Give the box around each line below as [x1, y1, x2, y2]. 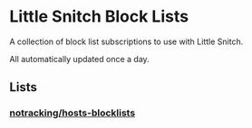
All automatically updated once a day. [9, 53, 150, 64]
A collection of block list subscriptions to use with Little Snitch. [9, 36, 244, 47]
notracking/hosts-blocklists [9, 106, 136, 119]
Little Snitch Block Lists [9, 6, 189, 27]
